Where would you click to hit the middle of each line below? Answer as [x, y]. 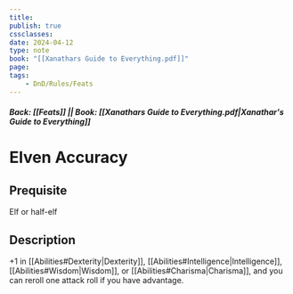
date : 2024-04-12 [41, 42]
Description [42, 240]
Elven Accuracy [69, 158]
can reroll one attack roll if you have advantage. [97, 281]
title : [21, 17]
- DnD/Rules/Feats [59, 84]
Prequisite [38, 190]
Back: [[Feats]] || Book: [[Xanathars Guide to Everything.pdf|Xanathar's [147, 112]
